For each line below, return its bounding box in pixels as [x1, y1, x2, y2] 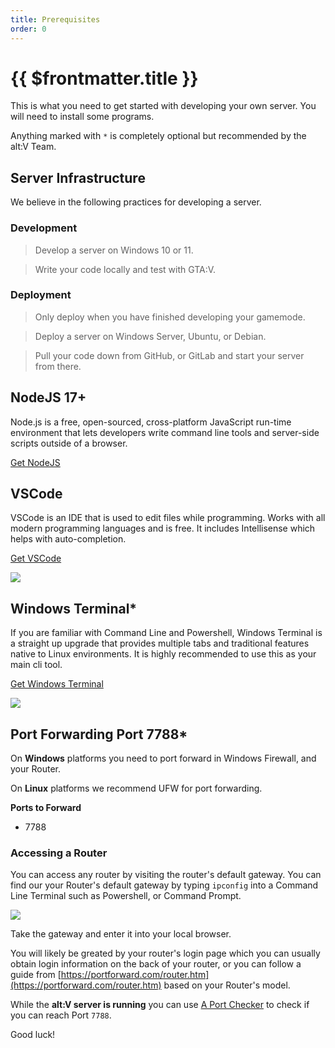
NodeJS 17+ [10, 389, 87, 406]
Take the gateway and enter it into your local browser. [10, 928, 232, 940]
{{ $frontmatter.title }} [10, 67, 199, 90]
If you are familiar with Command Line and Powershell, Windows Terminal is [10, 627, 323, 639]
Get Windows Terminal [10, 678, 104, 690]
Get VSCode [10, 552, 62, 565]
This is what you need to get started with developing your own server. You [10, 100, 317, 112]
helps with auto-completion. [10, 533, 127, 545]
